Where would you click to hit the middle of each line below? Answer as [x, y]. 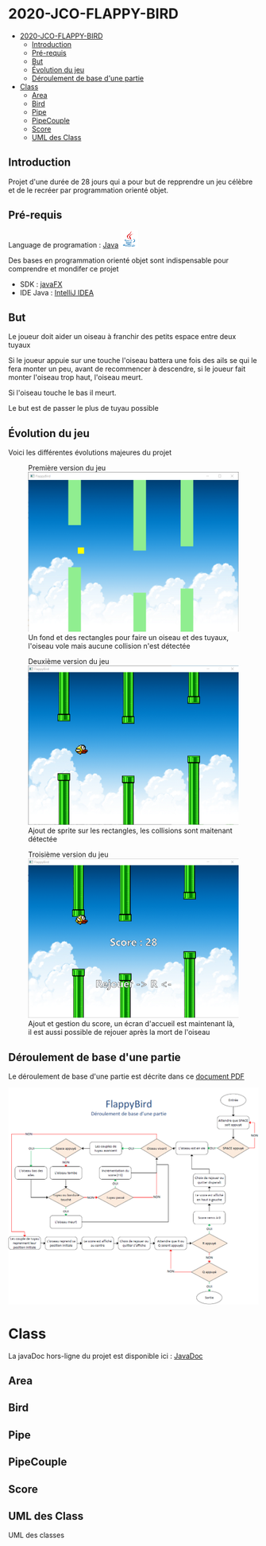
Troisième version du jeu [68, 855]
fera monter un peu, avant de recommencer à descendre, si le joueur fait [127, 369]
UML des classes [37, 1535]
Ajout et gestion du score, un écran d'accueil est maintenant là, [131, 1024]
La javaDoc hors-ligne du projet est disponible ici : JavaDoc [106, 1356]
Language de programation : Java [64, 244]
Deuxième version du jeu [69, 661]
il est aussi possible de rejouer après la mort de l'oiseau [119, 1033]
